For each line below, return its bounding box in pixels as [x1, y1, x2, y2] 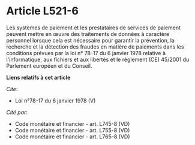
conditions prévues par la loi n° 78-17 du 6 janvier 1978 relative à [6, 49, 166, 56]
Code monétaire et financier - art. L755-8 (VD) [14, 126, 130, 134]
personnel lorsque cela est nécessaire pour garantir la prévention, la [6, 37, 175, 44]
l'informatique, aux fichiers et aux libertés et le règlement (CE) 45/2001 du [6, 56, 190, 63]
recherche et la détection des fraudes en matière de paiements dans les [6, 43, 184, 50]
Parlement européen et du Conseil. [6, 62, 92, 70]
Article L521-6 [6, 4, 79, 18]
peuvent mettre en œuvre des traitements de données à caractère [6, 30, 170, 37]
